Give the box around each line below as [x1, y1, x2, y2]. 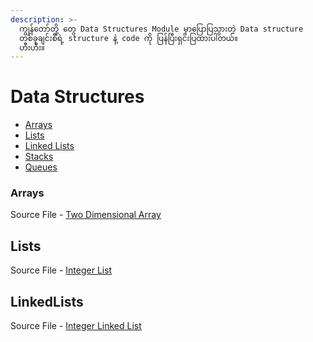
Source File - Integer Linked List [10, 320, 142, 332]
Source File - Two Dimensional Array [10, 209, 162, 221]
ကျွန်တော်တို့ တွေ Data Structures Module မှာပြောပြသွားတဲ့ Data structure [19, 24, 304, 34]
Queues [24, 161, 58, 173]
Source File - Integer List [10, 264, 113, 276]
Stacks [24, 151, 54, 163]
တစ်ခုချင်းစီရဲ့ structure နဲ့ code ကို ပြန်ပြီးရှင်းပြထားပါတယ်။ [19, 33, 238, 43]
